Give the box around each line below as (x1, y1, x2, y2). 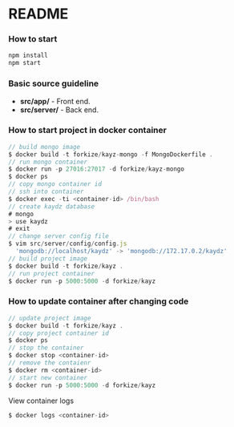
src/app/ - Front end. (19, 96, 91, 106)
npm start (8, 59, 42, 67)
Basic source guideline (8, 78, 99, 89)
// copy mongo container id (8, 180, 103, 188)
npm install (8, 51, 48, 60)
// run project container (8, 269, 95, 277)
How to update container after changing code (8, 296, 189, 307)
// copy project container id (8, 329, 110, 337)
